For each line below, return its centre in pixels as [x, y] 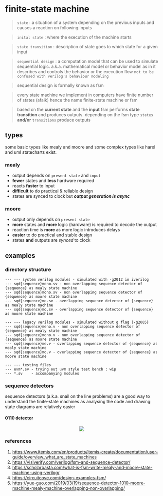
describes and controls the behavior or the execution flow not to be [85, 71]
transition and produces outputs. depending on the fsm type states [85, 114]
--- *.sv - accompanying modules [42, 374]
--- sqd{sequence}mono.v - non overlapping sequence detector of [72, 335]
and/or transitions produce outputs [54, 120]
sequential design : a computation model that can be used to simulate [87, 61]
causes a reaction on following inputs [54, 27]
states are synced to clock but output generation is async [71, 196]
